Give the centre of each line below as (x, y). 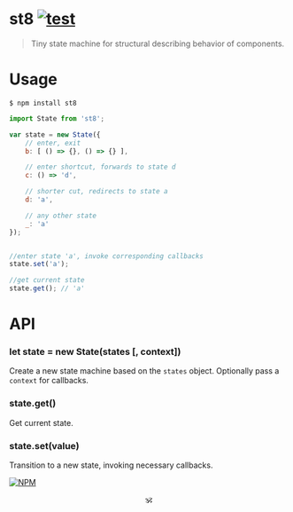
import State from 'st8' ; (57, 118)
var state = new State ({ (55, 134)
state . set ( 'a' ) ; (39, 264)
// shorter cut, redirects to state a (96, 192)
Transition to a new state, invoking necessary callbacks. (111, 465)
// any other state (61, 216)
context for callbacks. (49, 381)
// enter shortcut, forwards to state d (100, 167)
